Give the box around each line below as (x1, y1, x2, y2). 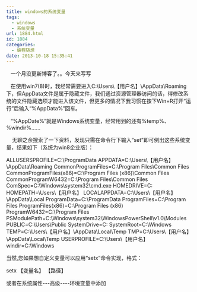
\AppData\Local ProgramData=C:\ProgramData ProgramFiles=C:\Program (6, 195, 186, 202)
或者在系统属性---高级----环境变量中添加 (6, 280, 107, 287)
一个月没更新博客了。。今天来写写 (10, 69, 91, 77)
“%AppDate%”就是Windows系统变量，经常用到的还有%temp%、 (10, 117, 170, 125)
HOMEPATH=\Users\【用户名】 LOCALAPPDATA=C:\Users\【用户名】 (6, 189, 176, 196)
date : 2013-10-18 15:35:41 (6, 53, 73, 59)
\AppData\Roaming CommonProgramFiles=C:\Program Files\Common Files (6, 163, 189, 170)
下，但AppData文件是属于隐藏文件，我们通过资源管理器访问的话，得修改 (6, 90, 184, 97)
